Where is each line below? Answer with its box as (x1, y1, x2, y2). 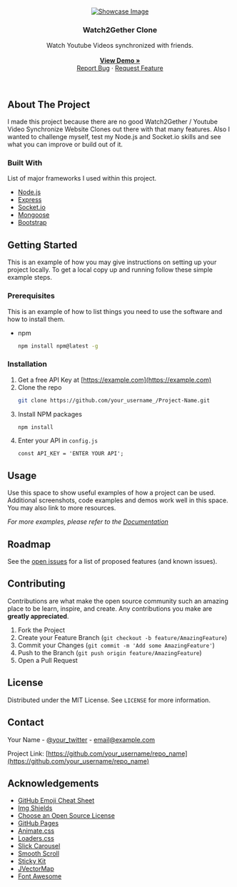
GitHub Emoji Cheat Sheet (17, 796, 95, 805)
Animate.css (17, 826, 55, 835)
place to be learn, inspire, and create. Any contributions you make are (7, 604, 213, 613)
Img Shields (17, 804, 53, 813)
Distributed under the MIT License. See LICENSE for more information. (7, 696, 211, 704)
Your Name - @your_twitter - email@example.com (7, 735, 156, 744)
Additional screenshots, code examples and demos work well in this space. (7, 496, 228, 505)
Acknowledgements (7, 777, 99, 789)
